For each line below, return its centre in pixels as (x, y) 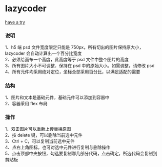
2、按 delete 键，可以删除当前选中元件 (44, 135)
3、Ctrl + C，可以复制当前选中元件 (40, 141)
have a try (15, 22)
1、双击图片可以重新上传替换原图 (38, 129)
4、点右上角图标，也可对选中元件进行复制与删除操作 (58, 147)
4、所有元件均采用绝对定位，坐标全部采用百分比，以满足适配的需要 (73, 72)
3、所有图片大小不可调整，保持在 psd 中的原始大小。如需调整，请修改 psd (80, 66)
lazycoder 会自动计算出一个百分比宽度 (43, 53)
